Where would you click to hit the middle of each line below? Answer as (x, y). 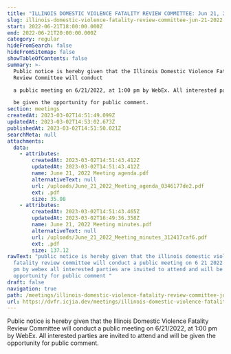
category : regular (33, 39)
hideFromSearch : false (40, 46)
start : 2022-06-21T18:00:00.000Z (55, 26)
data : (21, 148)
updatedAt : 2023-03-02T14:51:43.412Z (86, 167)
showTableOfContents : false (47, 59)
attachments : (26, 141)
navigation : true (32, 288)
